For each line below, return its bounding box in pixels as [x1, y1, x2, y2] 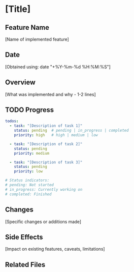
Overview [5, 78, 36, 87]
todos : [5, 119, 19, 124]
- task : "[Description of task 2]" [9, 141, 83, 147]
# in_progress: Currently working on [5, 187, 83, 192]
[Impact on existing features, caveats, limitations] [5, 246, 105, 252]
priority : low [14, 169, 43, 174]
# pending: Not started [5, 182, 54, 188]
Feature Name [5, 23, 49, 32]
